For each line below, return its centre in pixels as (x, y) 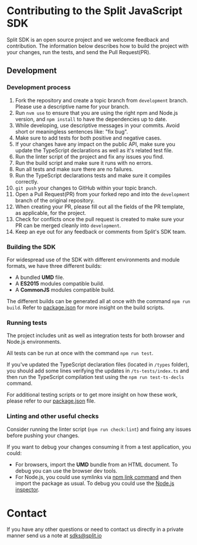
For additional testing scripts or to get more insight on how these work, (92, 395)
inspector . (27, 489)
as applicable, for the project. (51, 212)
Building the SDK (31, 247)
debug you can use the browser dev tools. (66, 471)
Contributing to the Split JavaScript (94, 11)
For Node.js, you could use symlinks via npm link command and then (98, 477)
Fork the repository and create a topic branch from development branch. (101, 100)
